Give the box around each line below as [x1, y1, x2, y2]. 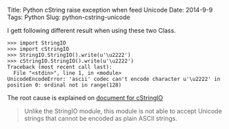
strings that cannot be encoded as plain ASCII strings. [23, 115, 178, 122]
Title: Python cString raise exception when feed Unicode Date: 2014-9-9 [7, 6, 213, 14]
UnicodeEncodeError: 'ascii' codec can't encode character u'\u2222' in [7, 75, 221, 82]
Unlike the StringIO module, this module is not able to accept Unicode [23, 107, 222, 115]
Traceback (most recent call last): [7, 64, 112, 71]
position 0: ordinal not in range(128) [7, 82, 122, 89]
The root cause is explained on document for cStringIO [7, 94, 163, 102]
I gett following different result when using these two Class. [7, 27, 176, 34]
